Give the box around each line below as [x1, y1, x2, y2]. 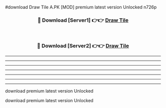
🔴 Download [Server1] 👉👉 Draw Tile [37, 17, 129, 24]
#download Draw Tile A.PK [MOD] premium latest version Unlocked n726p [5, 4, 157, 10]
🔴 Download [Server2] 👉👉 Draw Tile [37, 42, 129, 49]
